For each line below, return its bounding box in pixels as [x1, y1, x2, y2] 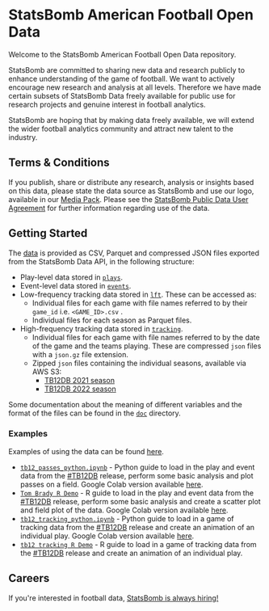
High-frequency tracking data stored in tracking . [19, 323, 183, 333]
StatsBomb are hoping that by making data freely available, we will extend [8, 115, 254, 124]
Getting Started [8, 226, 88, 240]
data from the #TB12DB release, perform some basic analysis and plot [19, 470, 254, 480]
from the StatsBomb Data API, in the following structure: [8, 256, 195, 266]
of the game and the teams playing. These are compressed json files [32, 341, 262, 351]
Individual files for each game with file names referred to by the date [32, 332, 260, 342]
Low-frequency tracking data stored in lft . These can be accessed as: [19, 289, 257, 299]
